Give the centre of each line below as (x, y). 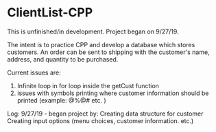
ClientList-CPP (50, 13)
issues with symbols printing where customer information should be (113, 93)
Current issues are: (34, 72)
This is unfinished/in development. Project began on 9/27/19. (93, 31)
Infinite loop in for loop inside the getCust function (88, 85)
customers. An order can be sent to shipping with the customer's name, (109, 52)
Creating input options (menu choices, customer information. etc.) (100, 120)
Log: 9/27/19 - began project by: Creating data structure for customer (105, 114)
